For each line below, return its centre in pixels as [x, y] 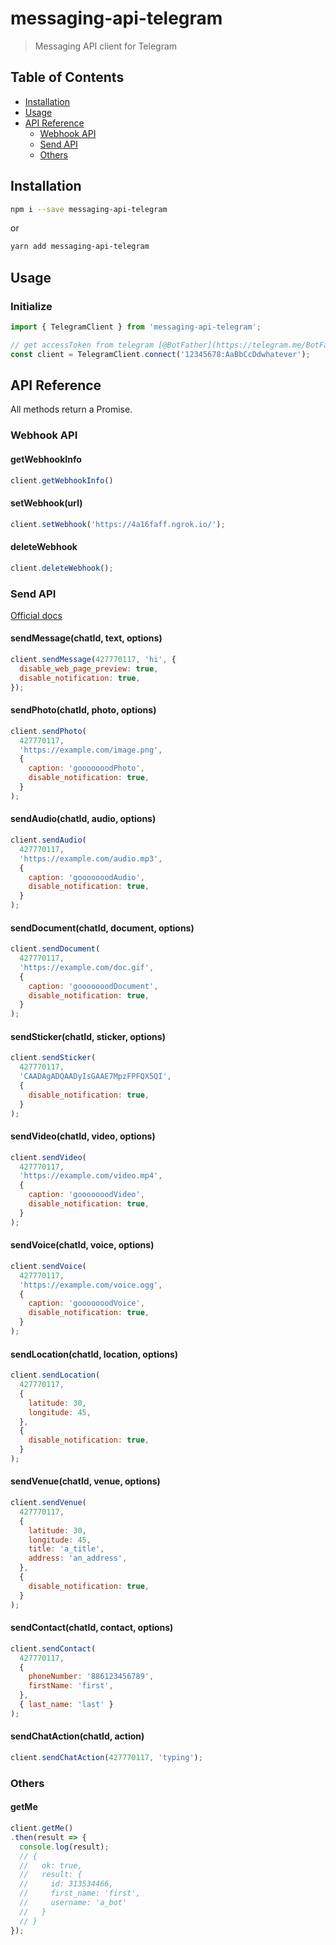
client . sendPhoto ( [48, 731]
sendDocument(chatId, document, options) [102, 928]
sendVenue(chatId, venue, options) [85, 1481]
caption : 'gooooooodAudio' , [86, 877]
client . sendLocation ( [55, 1375]
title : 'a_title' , [66, 1549]
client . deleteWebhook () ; [62, 568]
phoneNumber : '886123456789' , [91, 1677]
